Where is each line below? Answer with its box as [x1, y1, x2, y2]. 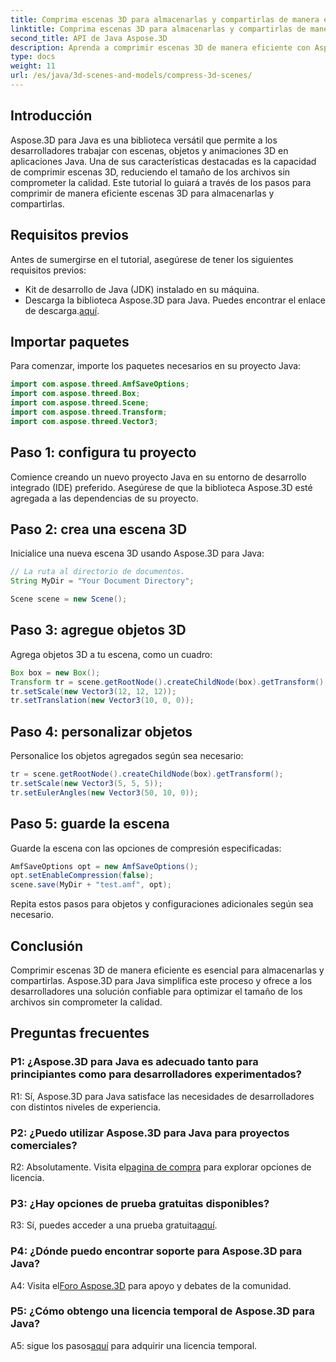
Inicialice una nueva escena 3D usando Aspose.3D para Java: [10, 547, 265, 560]
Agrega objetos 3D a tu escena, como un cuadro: [10, 648, 213, 660]
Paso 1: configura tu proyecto [10, 444, 197, 461]
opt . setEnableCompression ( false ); [10, 871, 155, 881]
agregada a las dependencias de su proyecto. [10, 492, 199, 504]
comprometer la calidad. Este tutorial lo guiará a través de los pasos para [10, 176, 312, 188]
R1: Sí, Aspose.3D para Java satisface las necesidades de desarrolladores [10, 1090, 315, 1102]
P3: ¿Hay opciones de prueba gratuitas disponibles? [10, 1196, 270, 1210]
